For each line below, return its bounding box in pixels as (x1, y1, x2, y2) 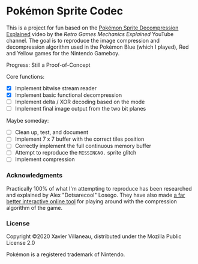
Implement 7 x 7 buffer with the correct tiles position (14, 135, 145, 143)
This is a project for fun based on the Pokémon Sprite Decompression (6, 24, 179, 31)
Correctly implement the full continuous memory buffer (14, 143, 152, 150)
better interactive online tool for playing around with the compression (6, 197, 177, 205)
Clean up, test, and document (14, 129, 89, 136)
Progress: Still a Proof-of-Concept (6, 61, 91, 69)
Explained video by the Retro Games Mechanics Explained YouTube (6, 30, 174, 37)
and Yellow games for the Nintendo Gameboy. (6, 49, 120, 57)
